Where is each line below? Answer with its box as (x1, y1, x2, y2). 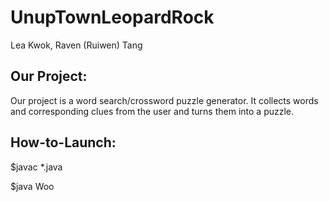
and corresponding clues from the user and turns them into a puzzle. (10, 105, 295, 117)
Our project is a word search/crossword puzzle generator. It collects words (10, 94, 319, 106)
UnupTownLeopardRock (10, 6, 215, 29)
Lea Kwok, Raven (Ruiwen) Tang (10, 39, 143, 51)
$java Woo (10, 180, 55, 192)
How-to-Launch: (10, 134, 117, 151)
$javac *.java (10, 161, 63, 173)
